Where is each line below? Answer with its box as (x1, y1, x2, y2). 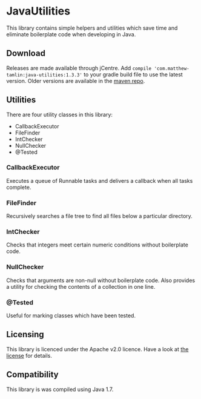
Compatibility (6, 369, 59, 380)
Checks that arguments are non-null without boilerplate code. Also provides (6, 277, 196, 284)
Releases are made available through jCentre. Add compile (6, 64, 152, 71)
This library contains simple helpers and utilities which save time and (6, 24, 178, 31)
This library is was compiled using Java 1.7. (6, 386, 114, 393)
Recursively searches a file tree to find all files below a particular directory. (6, 213, 193, 220)
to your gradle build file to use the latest (84, 71, 183, 78)
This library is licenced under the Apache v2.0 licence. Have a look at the (6, 345, 189, 352)
